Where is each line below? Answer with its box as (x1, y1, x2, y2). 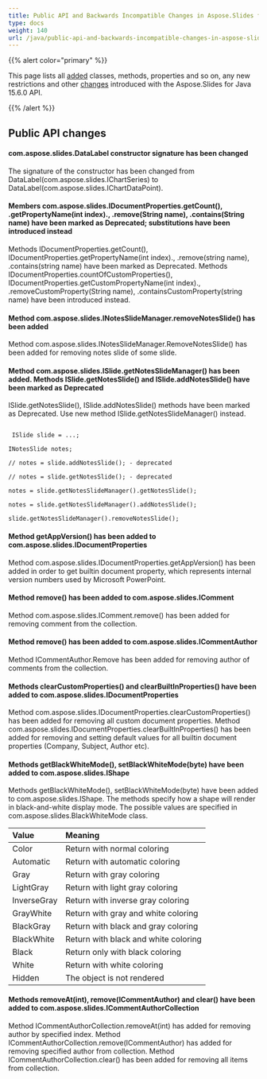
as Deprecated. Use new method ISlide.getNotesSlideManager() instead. (8, 409, 246, 418)
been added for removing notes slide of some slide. (8, 347, 177, 358)
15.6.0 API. (8, 88, 43, 98)
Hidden (12, 972, 40, 984)
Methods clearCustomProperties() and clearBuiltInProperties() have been (8, 681, 257, 691)
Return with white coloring (65, 960, 164, 971)
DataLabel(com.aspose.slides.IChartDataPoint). (8, 183, 164, 192)
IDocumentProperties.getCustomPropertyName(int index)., (8, 278, 201, 288)
